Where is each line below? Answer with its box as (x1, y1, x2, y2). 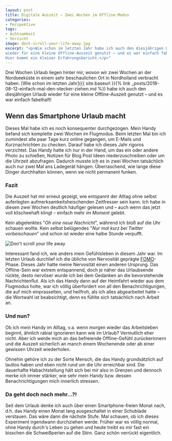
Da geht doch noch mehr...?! (5, 391, 77, 398)
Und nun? (5, 313, 30, 320)
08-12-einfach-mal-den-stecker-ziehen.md (5, 86, 97, 92)
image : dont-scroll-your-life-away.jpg (5, 41, 91, 46)
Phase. (5, 262, 20, 268)
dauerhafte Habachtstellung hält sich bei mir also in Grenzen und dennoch (5, 367, 162, 373)
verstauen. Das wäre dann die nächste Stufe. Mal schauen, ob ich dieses (5, 413, 159, 419)
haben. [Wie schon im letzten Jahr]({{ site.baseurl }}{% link (5, 80, 131, 86)
